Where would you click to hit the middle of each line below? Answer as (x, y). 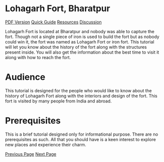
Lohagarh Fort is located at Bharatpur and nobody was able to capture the (80, 31)
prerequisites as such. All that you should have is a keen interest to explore (81, 139)
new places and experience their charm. (46, 144)
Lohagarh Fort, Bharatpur (58, 9)
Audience (25, 77)
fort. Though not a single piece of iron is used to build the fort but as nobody (82, 37)
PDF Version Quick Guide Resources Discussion (53, 22)
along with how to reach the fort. (38, 57)
